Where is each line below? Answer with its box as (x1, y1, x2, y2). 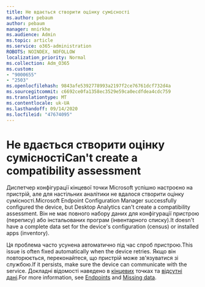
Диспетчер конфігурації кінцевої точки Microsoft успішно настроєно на (6, 184, 193, 192)
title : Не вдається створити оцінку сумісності (6, 9, 130, 15)
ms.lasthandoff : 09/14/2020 (6, 105, 78, 112)
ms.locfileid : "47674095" (6, 111, 72, 117)
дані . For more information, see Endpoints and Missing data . (6, 274, 157, 281)
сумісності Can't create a (6, 151, 138, 165)
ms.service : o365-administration (6, 43, 92, 50)
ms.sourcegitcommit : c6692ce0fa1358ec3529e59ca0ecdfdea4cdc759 (6, 89, 171, 95)
